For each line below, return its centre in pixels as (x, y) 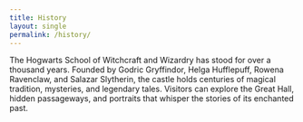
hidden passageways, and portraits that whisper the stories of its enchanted (152, 99)
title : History (38, 18)
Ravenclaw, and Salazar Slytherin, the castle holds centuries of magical (143, 80)
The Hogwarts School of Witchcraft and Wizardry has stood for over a (140, 61)
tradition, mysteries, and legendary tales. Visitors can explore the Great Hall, (152, 89)
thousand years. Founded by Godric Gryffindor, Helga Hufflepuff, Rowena (147, 70)
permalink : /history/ (50, 34)
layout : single (38, 26)
